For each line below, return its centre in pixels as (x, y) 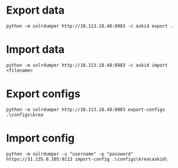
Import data (35, 49)
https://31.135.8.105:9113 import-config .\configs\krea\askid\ (87, 159)
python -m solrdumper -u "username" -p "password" (70, 154)
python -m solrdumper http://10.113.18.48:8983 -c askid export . (90, 26)
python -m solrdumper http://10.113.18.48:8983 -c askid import (87, 65)
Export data (35, 10)
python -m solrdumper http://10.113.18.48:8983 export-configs (86, 109)
